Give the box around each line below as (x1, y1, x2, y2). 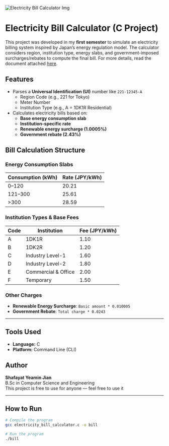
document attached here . (5, 60, 58, 67)
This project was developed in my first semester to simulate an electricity (5, 39, 158, 45)
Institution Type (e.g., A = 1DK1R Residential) (20, 104, 112, 110)
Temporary (26, 276, 52, 283)
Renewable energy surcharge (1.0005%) (20, 126, 107, 132)
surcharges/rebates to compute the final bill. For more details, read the (5, 55, 152, 61)
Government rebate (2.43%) (20, 131, 81, 137)
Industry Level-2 (26, 260, 66, 267)
